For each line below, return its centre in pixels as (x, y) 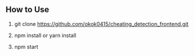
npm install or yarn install (45, 35)
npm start (26, 47)
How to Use (28, 10)
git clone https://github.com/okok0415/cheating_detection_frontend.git (101, 24)
